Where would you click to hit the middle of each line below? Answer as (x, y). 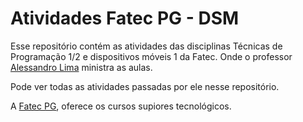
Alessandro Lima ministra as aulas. (81, 67)
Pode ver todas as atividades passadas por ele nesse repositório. (145, 86)
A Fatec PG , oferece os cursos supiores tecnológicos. (121, 106)
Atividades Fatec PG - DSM (125, 18)
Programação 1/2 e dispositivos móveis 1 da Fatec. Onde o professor (151, 56)
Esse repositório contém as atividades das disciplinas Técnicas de (146, 46)
